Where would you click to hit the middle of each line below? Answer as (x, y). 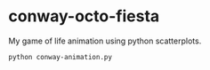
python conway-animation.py (61, 57)
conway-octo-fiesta (84, 16)
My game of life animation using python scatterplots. (105, 41)
